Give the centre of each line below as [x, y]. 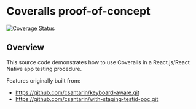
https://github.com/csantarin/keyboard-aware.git [77, 92]
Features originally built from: [44, 80]
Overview [25, 47]
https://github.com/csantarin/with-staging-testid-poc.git [87, 99]
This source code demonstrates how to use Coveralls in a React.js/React [98, 62]
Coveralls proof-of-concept [78, 11]
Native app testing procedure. [44, 69]
